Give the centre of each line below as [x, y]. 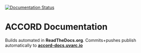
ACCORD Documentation [56, 27]
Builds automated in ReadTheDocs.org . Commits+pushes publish [71, 40]
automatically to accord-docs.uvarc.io [44, 45]
